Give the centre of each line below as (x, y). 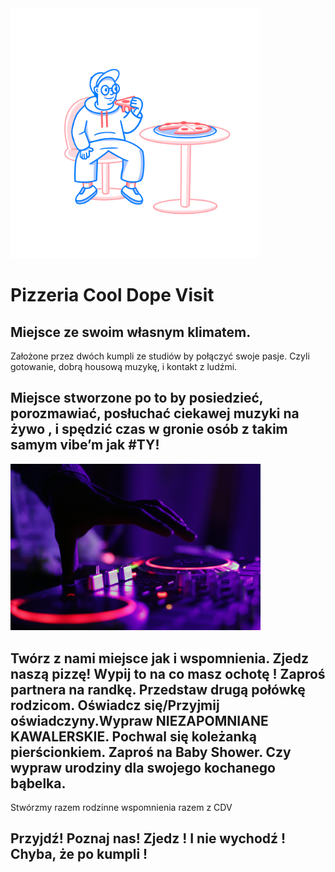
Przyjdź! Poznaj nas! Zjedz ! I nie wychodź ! (148, 838)
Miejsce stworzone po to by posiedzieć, (137, 398)
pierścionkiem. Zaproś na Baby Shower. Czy (151, 752)
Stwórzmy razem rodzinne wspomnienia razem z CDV (121, 808)
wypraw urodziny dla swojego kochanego (143, 767)
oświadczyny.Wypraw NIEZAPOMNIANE (139, 720)
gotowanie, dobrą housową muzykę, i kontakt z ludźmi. (124, 366)
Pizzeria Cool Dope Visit (112, 295)
